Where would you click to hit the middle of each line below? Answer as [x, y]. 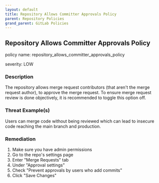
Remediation [20, 139]
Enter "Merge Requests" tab [40, 160]
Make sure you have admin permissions [52, 149]
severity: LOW [19, 64]
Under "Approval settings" [38, 165]
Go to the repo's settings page [43, 155]
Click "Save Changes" [34, 175]
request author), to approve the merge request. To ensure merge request [78, 93]
